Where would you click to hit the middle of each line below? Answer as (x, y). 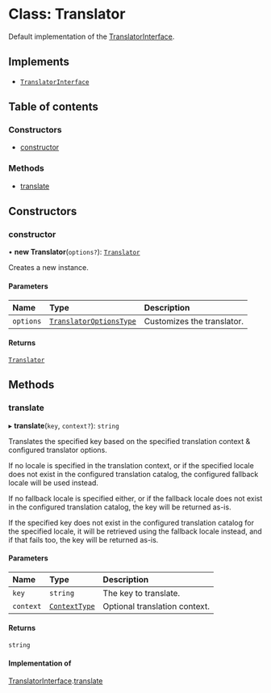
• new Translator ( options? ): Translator (74, 252)
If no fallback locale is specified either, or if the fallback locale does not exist (135, 498)
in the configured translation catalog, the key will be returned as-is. (120, 507)
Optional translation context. (156, 606)
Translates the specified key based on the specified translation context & (129, 441)
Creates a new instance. (48, 268)
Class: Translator (67, 14)
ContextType (72, 606)
